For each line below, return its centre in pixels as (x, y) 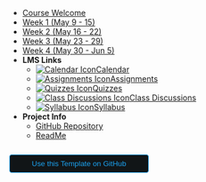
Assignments (134, 79)
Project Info (44, 116)
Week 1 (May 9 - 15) (58, 22)
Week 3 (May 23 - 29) (63, 41)
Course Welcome (54, 13)
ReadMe (51, 135)
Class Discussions (163, 98)
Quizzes (107, 88)
